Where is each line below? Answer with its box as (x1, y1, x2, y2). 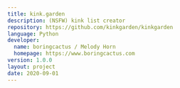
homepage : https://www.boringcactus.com (14, 50, 135, 57)
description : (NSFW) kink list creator (7, 17, 126, 24)
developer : (7, 37, 40, 44)
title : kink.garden (7, 10, 65, 18)
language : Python (7, 30, 59, 38)
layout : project (7, 63, 55, 70)
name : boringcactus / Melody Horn (14, 43, 116, 50)
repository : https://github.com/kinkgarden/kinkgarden (7, 23, 174, 31)
